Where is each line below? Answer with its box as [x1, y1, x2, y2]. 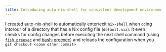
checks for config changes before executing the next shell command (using [5, 31, 160, 37]
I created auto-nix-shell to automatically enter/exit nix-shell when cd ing [5, 21, 152, 27]
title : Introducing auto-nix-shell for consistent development [5, 7, 138, 12]
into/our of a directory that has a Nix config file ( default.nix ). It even [5, 26, 146, 32]
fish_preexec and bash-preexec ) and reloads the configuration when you [5, 37, 154, 43]
